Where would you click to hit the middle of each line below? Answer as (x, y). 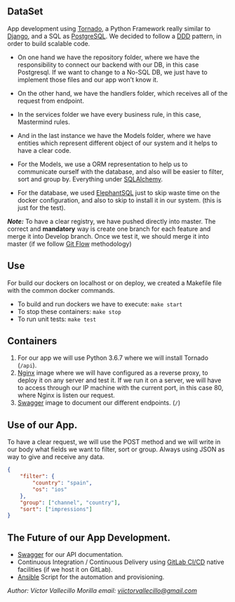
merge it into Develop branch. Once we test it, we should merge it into (108, 236)
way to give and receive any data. (56, 457)
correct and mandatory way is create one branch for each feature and (109, 229)
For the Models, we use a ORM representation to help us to (102, 164)
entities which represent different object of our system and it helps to (117, 143)
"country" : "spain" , (62, 483)
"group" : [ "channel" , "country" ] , (70, 503)
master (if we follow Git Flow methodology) (69, 244)
